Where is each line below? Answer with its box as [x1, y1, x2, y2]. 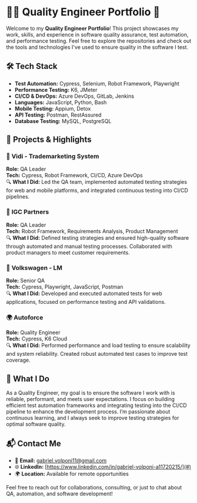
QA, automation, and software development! [6, 490, 113, 497]
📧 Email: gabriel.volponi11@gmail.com [14, 456, 107, 464]
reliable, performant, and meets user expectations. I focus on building [6, 396, 175, 403]
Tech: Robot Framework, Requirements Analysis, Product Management [6, 227, 178, 234]
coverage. [6, 356, 31, 364]
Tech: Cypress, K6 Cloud [6, 335, 68, 342]
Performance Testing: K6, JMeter [14, 86, 98, 93]
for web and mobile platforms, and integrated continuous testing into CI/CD [6, 187, 188, 194]
